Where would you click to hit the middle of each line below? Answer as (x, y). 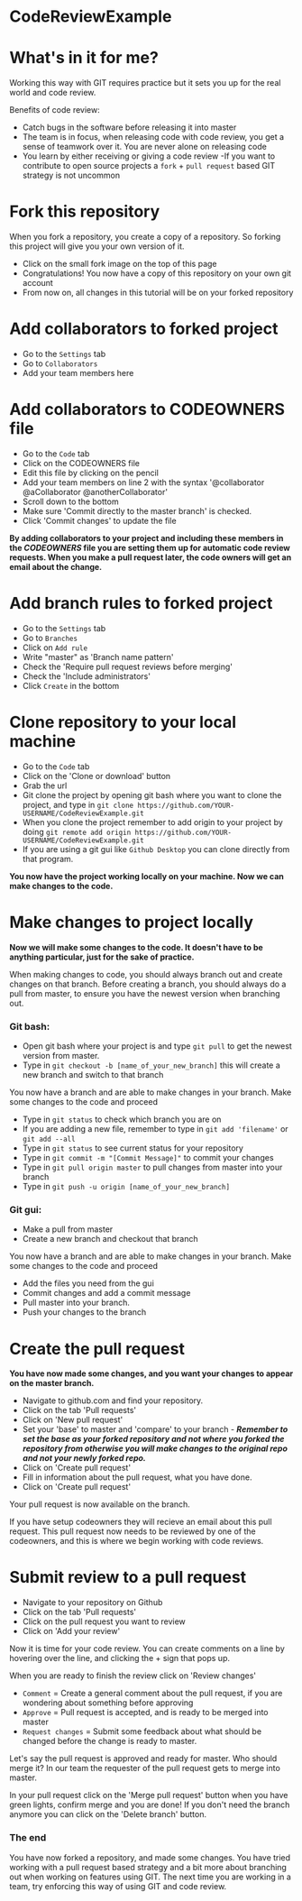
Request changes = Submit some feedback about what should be (142, 1731)
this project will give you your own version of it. (97, 246)
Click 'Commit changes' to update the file (100, 520)
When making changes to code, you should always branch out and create (146, 974)
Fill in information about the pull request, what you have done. (137, 1477)
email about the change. (56, 566)
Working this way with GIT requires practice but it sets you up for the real (145, 83)
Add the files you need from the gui (88, 1283)
